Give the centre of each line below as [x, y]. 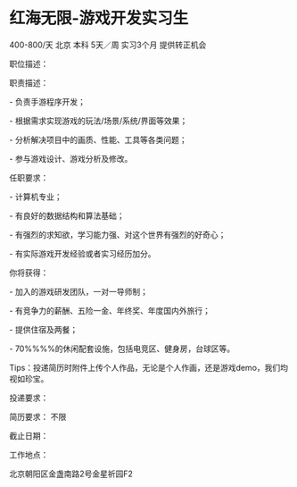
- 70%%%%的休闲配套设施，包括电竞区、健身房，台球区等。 [122, 348]
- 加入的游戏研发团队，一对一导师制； [79, 291]
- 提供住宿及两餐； [44, 329]
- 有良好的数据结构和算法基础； [67, 215]
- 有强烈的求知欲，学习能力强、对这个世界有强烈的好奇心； [118, 234]
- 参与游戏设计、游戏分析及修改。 [71, 158]
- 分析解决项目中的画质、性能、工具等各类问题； [98, 139]
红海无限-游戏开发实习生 [99, 18]
